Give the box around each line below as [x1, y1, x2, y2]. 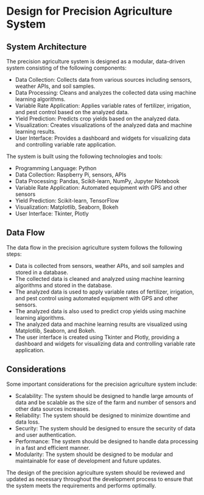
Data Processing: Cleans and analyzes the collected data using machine [15, 89, 197, 96]
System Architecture [6, 42, 87, 52]
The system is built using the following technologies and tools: [6, 153, 163, 160]
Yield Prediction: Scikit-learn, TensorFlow [15, 197, 119, 204]
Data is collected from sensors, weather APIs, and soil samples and [15, 262, 185, 269]
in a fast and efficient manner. [15, 444, 90, 451]
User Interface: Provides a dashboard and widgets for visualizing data [15, 134, 191, 142]
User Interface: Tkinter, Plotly [15, 210, 90, 217]
